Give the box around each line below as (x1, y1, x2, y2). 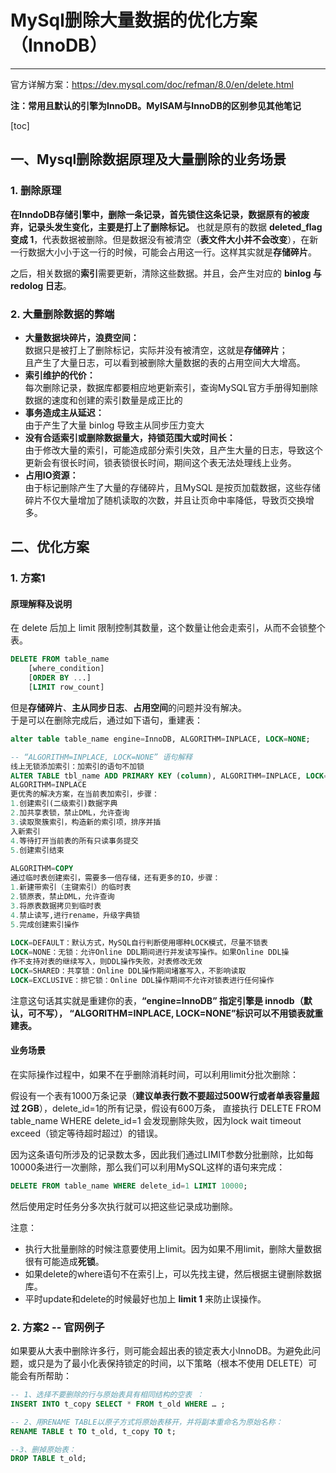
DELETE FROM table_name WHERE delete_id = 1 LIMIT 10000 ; (10, 1181, 248, 1191)
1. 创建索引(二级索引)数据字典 (10, 799, 118, 809)
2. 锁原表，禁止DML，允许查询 (10, 891, 115, 901)
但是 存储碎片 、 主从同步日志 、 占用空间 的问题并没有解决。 (10, 701, 247, 713)
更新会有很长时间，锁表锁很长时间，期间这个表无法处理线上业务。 (24, 456, 297, 468)
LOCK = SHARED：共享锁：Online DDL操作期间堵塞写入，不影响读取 (10, 966, 247, 976)
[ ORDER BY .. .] (28, 673, 92, 683)
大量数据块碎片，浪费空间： (24, 331, 140, 343)
